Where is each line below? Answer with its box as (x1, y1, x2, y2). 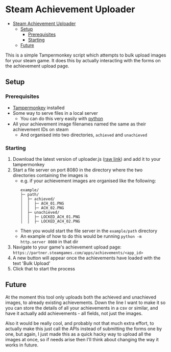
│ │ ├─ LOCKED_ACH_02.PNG (20, 218, 80, 224)
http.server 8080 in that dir (20, 238, 79, 244)
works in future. (5, 342, 39, 348)
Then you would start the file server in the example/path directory (20, 228, 157, 234)
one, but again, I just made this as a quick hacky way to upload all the (5, 331, 152, 337)
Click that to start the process (12, 265, 76, 271)
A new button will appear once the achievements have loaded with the (12, 255, 161, 261)
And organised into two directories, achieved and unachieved (20, 132, 148, 138)
